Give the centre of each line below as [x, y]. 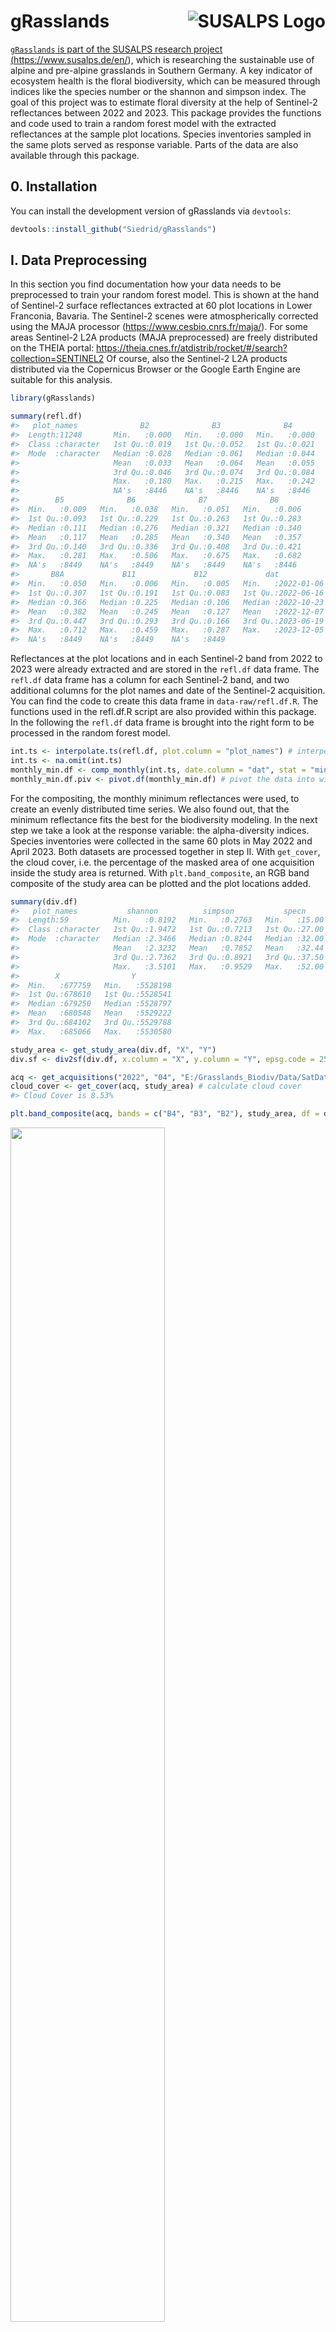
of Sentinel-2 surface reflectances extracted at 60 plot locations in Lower [161, 306]
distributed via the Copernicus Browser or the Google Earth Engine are [155, 369]
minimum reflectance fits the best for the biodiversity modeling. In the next [164, 819]
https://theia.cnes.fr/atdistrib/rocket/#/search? [192, 348]
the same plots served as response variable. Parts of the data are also [154, 144]
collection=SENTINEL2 [57, 359]
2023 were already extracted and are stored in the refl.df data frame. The [165, 669]
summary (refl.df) [46, 416]
